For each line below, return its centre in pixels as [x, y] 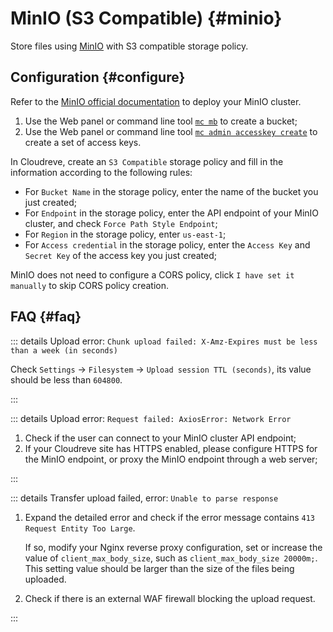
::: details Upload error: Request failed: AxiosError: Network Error [151, 418]
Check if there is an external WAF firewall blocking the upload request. [170, 598]
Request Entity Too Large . [80, 528]
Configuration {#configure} [98, 77]
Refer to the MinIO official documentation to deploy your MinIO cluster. [156, 101]
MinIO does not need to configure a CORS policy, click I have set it [152, 274]
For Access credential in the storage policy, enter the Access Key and [167, 244]
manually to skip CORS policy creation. [89, 285]
